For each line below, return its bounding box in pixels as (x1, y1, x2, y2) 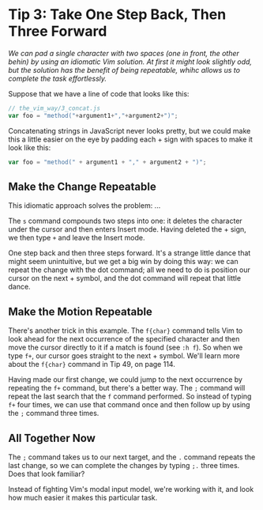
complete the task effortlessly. (8, 74, 107, 83)
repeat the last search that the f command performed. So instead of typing (8, 391, 252, 401)
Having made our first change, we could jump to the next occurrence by (8, 375, 243, 384)
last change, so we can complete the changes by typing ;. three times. (8, 461, 240, 470)
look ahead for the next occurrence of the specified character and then (8, 334, 240, 344)
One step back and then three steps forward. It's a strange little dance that (8, 248, 251, 258)
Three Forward (8, 22, 107, 40)
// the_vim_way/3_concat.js (8, 104, 101, 112)
